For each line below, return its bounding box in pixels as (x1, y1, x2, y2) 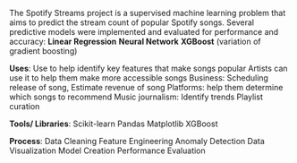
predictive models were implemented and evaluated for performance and (9, 27, 279, 37)
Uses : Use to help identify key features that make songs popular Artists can (9, 63, 288, 73)
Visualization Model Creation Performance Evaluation (9, 145, 206, 156)
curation (9, 101, 40, 111)
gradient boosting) (9, 46, 78, 56)
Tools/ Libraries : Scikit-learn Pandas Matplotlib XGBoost (9, 118, 218, 129)
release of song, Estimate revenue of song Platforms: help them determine (9, 82, 284, 92)
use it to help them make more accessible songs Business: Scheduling (9, 73, 268, 83)
